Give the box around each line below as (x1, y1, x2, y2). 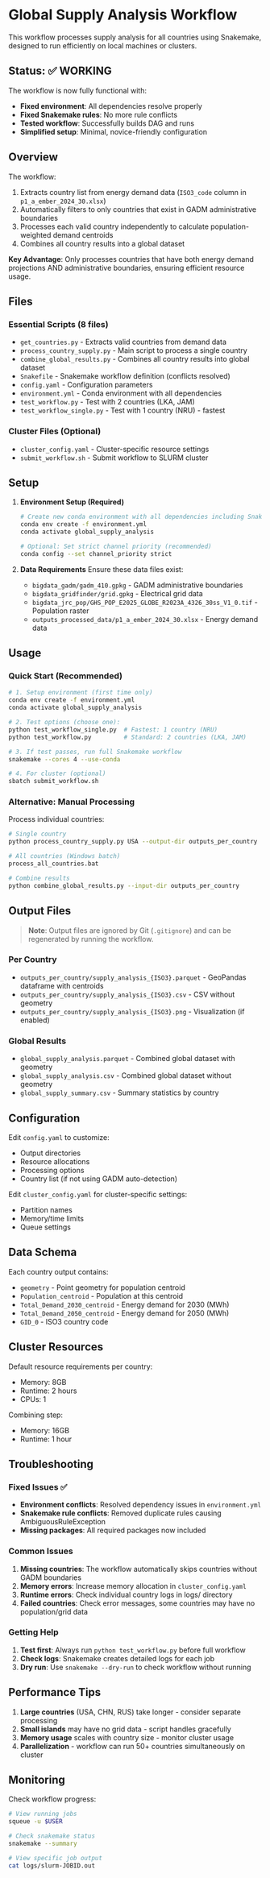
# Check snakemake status (8, 1832, 95, 1840)
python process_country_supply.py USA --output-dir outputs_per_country (8, 838, 258, 846)
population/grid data (19, 1606, 89, 1616)
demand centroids (52, 230, 114, 239)
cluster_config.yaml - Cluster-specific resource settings (19, 444, 210, 454)
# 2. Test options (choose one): (8, 719, 121, 727)
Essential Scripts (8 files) (8, 318, 109, 330)
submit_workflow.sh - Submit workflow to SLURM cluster (19, 453, 209, 462)
